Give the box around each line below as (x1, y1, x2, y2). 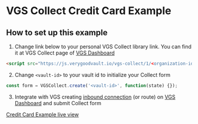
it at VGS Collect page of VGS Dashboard (14, 49, 115, 56)
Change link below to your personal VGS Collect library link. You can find (14, 43, 192, 50)
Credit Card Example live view (6, 110, 79, 118)
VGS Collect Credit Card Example (6, 4, 171, 18)
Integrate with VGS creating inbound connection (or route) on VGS (14, 93, 176, 100)
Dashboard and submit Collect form (14, 99, 102, 106)
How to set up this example (6, 28, 108, 38)
